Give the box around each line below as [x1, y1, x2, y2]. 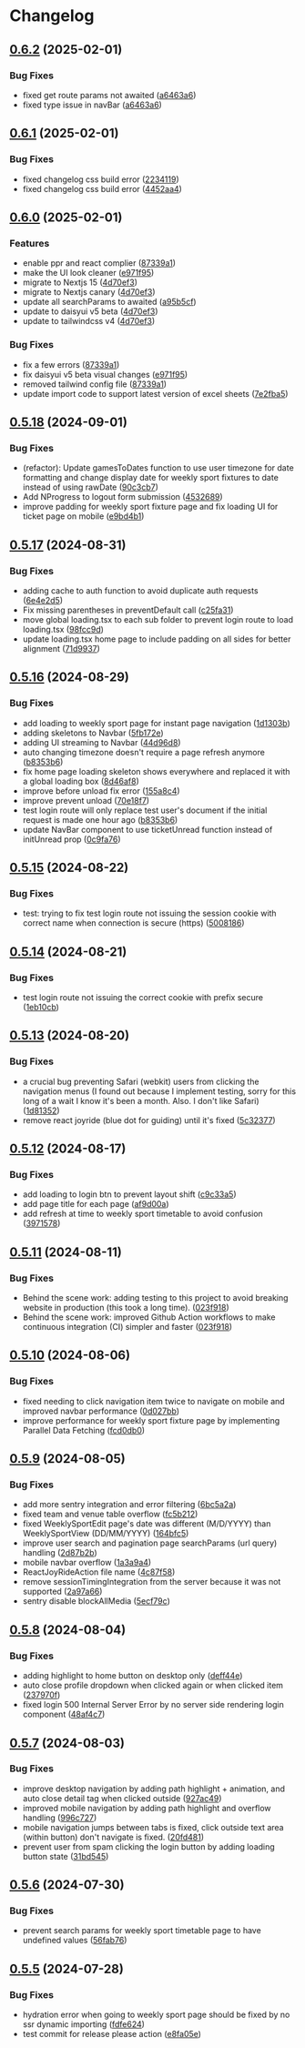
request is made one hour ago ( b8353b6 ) [22, 814, 178, 825]
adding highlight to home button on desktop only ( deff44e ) [22, 1670, 243, 1681]
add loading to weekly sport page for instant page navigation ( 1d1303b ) [22, 717, 291, 728]
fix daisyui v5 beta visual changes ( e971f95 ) [22, 369, 188, 380]
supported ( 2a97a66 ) [22, 1586, 103, 1597]
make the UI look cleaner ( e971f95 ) [22, 268, 155, 279]
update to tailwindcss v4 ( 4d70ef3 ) [22, 316, 156, 327]
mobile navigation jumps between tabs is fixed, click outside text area [22, 1821, 284, 1832]
